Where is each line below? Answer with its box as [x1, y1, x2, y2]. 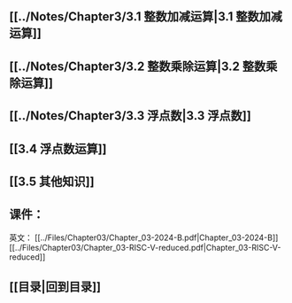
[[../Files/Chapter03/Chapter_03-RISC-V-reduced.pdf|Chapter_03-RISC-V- [9, 242, 281, 252]
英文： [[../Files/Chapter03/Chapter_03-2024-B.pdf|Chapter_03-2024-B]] [9, 232, 279, 243]
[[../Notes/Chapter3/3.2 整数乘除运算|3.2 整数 [9, 58, 266, 74]
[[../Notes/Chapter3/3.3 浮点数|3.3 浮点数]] [9, 108, 252, 123]
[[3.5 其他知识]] [9, 174, 95, 189]
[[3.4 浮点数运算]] [9, 141, 107, 156]
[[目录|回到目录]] [9, 279, 102, 295]
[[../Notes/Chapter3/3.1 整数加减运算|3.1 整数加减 [9, 9, 283, 25]
